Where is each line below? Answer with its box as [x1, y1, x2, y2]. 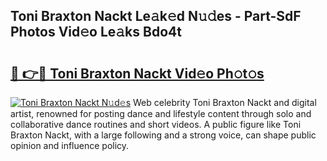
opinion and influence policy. [10, 140, 130, 151]
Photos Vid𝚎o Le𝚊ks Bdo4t [10, 24, 182, 41]
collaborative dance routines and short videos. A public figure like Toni [10, 119, 302, 130]
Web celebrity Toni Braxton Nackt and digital [133, 97, 317, 108]
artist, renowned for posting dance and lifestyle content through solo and [10, 108, 312, 119]
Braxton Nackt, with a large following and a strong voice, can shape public [10, 129, 317, 141]
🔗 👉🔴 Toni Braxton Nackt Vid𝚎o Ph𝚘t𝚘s [10, 65, 265, 82]
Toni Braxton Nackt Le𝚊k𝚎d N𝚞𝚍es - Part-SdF [10, 8, 302, 25]
